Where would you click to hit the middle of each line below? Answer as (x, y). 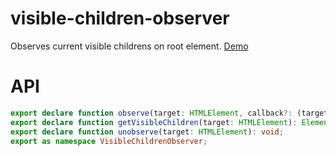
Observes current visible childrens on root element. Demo (129, 46)
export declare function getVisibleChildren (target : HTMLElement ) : (154, 122)
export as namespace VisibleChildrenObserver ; (109, 141)
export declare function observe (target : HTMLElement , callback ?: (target (169, 113)
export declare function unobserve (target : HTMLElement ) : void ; (147, 132)
